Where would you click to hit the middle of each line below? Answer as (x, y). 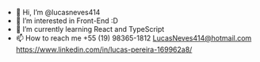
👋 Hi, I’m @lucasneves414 (58, 12)
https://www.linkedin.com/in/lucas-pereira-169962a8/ (104, 49)
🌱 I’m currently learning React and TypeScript (90, 29)
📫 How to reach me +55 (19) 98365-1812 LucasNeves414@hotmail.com (134, 38)
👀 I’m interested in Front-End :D (67, 21)
